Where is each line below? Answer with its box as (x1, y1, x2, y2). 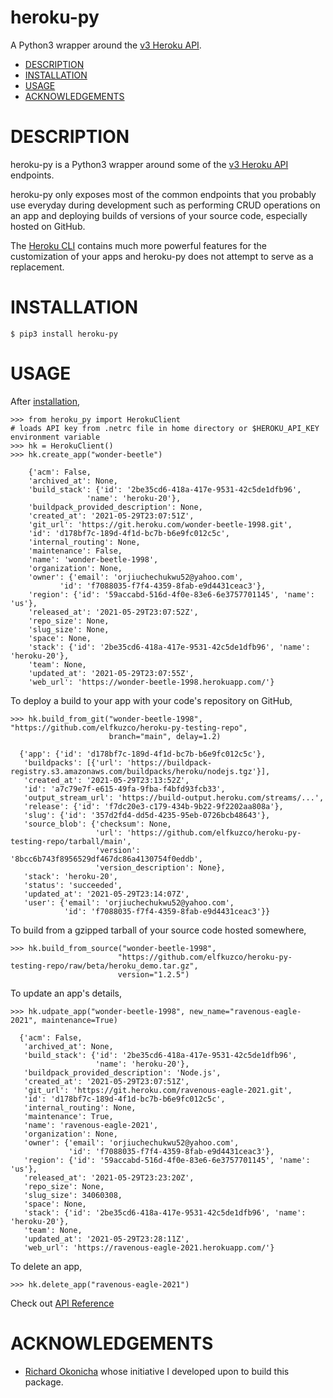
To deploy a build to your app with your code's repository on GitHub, (10, 694, 293, 706)
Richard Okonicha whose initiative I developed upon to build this (24, 1365, 290, 1377)
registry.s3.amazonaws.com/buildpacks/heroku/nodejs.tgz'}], (10, 766, 271, 776)
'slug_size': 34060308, (23, 1190, 123, 1200)
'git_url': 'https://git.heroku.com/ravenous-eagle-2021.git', (23, 1085, 293, 1095)
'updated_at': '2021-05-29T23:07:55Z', (28, 668, 195, 678)
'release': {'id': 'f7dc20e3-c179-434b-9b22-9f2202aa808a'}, (23, 801, 284, 811)
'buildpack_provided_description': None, (28, 502, 203, 512)
